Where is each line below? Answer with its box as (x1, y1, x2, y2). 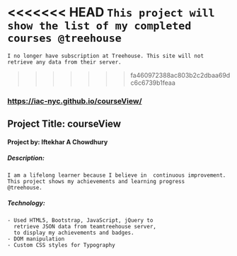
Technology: (7, 199, 46, 207)
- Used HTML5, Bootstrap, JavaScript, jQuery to (7, 216, 154, 223)
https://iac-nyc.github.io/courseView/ (7, 96, 142, 106)
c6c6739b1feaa (130, 78, 175, 87)
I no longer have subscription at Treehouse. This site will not (7, 52, 204, 59)
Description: (7, 153, 45, 163)
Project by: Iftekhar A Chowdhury (7, 137, 108, 146)
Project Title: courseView (7, 118, 122, 130)
